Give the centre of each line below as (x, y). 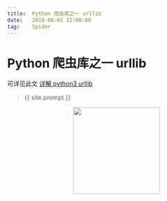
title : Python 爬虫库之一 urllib (54, 14)
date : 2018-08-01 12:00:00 (49, 20)
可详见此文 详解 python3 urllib (50, 83)
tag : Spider (29, 26)
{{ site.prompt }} (47, 97)
